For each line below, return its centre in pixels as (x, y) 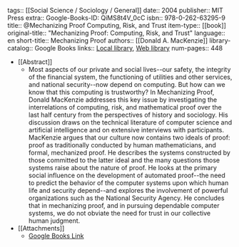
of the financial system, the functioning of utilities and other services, (130, 77)
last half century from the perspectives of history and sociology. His (128, 115)
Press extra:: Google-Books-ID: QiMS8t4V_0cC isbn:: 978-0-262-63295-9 (117, 18)
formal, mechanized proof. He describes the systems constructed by (129, 153)
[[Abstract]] (35, 62)
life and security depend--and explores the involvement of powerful (128, 190)
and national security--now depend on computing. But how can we (127, 84)
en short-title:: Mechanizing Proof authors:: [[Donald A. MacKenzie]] (108, 41)
